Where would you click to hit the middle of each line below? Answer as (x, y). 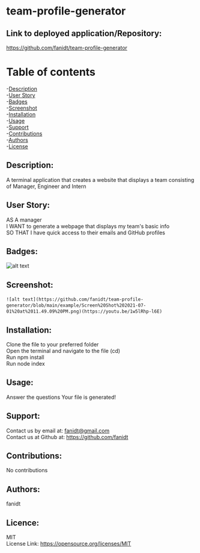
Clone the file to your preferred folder (53, 344)
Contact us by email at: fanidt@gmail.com (58, 430)
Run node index (26, 364)
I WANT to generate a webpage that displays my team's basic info (88, 226)
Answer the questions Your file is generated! (61, 397)
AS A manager (24, 220)
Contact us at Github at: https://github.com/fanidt (67, 437)
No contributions (27, 470)
